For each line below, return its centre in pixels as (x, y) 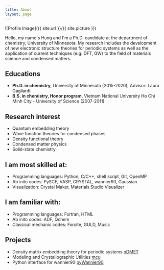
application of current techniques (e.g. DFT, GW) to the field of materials (78, 53)
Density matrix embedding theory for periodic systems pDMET (75, 252)
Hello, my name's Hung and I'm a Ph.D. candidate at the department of (76, 38)
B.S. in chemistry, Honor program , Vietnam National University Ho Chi (83, 96)
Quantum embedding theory (41, 128)
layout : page (18, 14)
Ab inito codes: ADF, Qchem (41, 219)
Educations (23, 74)
